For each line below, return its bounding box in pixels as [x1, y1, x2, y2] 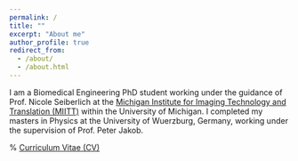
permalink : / [9, 12, 58, 22]
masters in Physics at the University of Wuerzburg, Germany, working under [9, 115, 289, 125]
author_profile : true [9, 37, 90, 47]
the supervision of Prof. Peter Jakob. [9, 125, 144, 135]
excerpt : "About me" [9, 29, 86, 38]
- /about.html [17, 63, 69, 72]
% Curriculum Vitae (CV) [9, 141, 101, 152]
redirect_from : [9, 46, 66, 55]
